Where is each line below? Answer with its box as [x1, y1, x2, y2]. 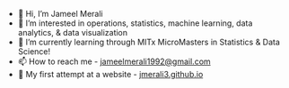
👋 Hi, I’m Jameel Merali [17, 9, 103, 19]
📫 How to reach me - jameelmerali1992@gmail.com [17, 56, 211, 67]
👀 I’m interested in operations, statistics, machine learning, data [17, 18, 253, 28]
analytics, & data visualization [17, 28, 128, 37]
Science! [17, 46, 51, 57]
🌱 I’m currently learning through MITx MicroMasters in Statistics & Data [17, 36, 281, 47]
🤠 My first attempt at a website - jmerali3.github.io [17, 69, 204, 79]
